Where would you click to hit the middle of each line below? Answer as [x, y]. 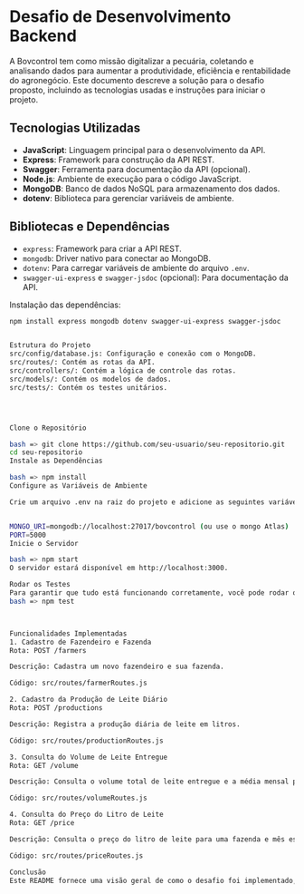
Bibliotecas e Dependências [90, 227]
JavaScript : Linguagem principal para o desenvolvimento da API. [144, 150]
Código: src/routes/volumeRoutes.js [78, 798]
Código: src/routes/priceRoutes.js [76, 855]
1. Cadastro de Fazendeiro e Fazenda [81, 642]
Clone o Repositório [48, 428]
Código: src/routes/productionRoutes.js [87, 741]
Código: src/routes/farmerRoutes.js [78, 683]
